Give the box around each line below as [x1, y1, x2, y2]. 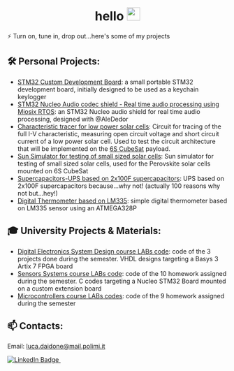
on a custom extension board [17, 284, 102, 293]
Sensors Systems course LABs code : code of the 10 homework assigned [17, 269, 227, 277]
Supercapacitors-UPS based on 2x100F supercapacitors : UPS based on [17, 174, 225, 182]
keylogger [17, 92, 47, 101]
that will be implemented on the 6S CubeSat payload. [17, 144, 171, 153]
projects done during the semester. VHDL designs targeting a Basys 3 [17, 254, 219, 263]
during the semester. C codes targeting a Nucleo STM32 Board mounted [17, 277, 226, 285]
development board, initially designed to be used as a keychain [17, 85, 199, 94]
